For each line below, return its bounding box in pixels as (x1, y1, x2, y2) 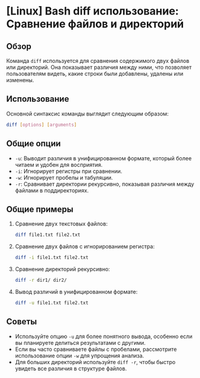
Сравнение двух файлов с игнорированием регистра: (15, 243, 155, 250)
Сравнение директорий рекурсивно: (15, 266, 111, 273)
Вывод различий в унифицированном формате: (15, 288, 138, 295)
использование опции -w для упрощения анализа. (15, 352, 144, 359)
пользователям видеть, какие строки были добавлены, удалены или (6, 70, 184, 77)
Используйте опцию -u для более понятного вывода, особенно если (15, 333, 193, 340)
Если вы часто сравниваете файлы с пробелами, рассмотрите (15, 345, 177, 353)
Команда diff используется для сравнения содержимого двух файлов (6, 57, 190, 64)
